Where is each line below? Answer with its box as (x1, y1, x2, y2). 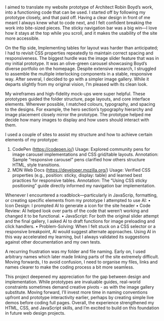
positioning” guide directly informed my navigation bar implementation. (12, 183, 156, 188)
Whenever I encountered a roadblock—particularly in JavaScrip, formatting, (5, 192, 158, 198)
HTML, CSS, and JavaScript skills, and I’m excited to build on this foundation (5, 305, 160, 311)
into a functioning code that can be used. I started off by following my (5, 9, 146, 15)
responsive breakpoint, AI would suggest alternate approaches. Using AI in (5, 229, 156, 234)
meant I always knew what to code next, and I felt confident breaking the (5, 20, 152, 25)
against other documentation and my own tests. (5, 239, 101, 245)
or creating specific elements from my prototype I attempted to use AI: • (5, 198, 151, 203)
